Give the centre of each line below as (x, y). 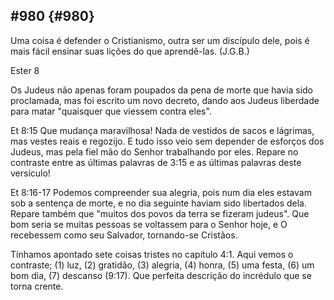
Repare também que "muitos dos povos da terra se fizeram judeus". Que (160, 213)
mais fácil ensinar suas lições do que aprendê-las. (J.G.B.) (130, 51)
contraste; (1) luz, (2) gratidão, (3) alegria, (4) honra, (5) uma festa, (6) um (162, 265)
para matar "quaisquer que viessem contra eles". (111, 111)
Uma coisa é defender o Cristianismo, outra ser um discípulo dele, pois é (160, 40)
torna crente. (37, 286)
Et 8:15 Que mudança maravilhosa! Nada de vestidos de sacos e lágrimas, (162, 130)
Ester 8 (25, 70)
